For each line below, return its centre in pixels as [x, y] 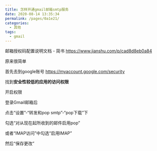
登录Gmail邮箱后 [21, 102]
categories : [17, 23]
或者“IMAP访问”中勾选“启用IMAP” [39, 133]
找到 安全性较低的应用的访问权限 [37, 82]
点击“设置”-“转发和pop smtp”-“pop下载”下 [47, 112]
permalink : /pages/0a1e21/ [32, 18]
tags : [10, 32]
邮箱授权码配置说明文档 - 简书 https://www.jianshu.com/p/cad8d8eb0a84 [78, 51]
